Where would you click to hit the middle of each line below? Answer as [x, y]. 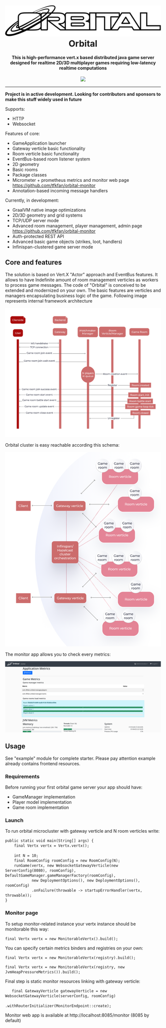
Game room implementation [41, 807]
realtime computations [83, 68]
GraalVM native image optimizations [49, 210]
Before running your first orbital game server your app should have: [74, 787]
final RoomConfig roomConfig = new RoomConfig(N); [67, 861]
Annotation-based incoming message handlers [60, 190]
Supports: [15, 109]
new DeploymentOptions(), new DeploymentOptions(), [86, 881]
